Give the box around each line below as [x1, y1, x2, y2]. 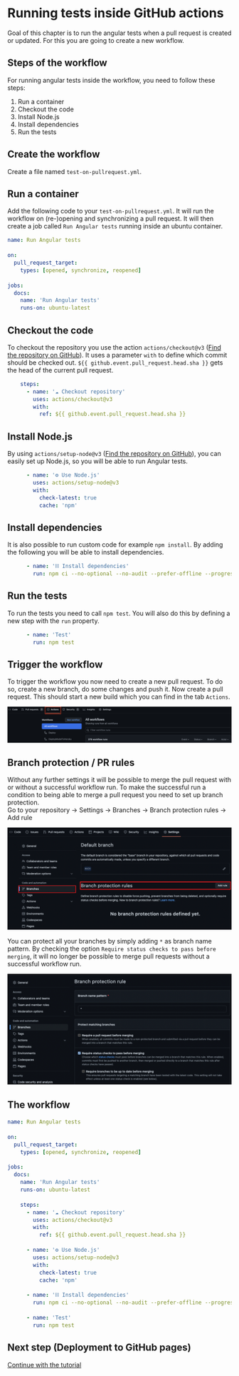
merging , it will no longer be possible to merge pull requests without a [7, 952, 210, 961]
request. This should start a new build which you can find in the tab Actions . [7, 692, 230, 701]
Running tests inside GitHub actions [7, 5, 224, 21]
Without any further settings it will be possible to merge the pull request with [7, 776, 232, 784]
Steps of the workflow [7, 57, 108, 69]
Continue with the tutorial [7, 1360, 82, 1369]
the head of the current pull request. [7, 365, 114, 374]
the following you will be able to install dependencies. [7, 548, 164, 557]
